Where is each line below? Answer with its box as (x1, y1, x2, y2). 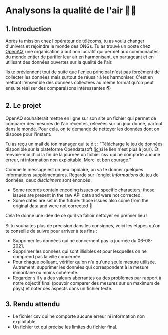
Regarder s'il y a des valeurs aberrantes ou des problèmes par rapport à (12, 275, 162, 281)
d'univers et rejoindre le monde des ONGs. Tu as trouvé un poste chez (5, 43, 151, 49)
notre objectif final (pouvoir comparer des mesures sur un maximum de (12, 280, 160, 286)
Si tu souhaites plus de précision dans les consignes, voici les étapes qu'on (5, 222, 161, 228)
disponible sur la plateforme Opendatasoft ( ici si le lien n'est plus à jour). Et (5, 146, 159, 152)
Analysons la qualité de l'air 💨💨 (5, 5, 137, 16)
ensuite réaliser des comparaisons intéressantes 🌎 (5, 85, 111, 91)
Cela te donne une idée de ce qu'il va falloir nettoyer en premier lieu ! (5, 212, 148, 218)
